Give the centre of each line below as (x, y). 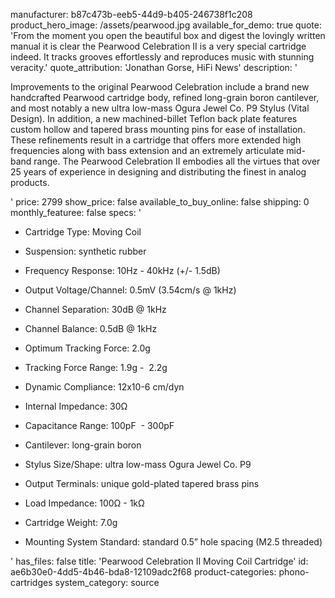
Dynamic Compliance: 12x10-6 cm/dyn (104, 387)
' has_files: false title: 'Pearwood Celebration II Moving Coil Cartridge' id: (159, 561)
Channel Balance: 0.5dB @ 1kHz (91, 328)
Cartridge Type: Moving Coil (83, 232)
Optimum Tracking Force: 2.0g (87, 348)
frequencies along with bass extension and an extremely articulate (147, 150)
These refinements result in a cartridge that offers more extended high (156, 140)
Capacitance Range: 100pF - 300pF (99, 425)
